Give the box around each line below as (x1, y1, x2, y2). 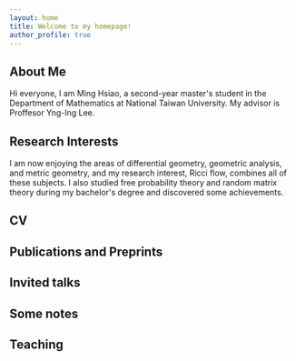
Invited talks (9, 275, 81, 291)
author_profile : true (9, 30, 92, 39)
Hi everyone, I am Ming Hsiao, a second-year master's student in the (9, 88, 267, 99)
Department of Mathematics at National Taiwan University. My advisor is (9, 97, 281, 109)
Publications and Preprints (9, 244, 163, 259)
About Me (9, 64, 66, 79)
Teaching (9, 336, 64, 352)
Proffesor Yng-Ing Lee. (9, 107, 95, 118)
